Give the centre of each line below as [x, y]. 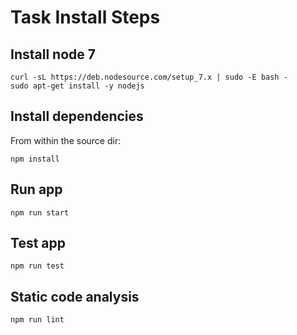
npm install [35, 159]
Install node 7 [53, 54]
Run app [36, 189]
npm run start [40, 212]
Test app [38, 243]
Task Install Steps [85, 17]
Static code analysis [75, 296]
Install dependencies [77, 116]
